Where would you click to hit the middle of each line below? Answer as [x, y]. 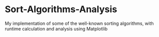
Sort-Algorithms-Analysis [61, 9]
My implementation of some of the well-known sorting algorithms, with [79, 23]
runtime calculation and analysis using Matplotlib [56, 28]
